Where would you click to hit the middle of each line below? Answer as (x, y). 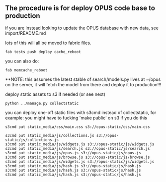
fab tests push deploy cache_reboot (43, 52)
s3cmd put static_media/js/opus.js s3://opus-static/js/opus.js (73, 153)
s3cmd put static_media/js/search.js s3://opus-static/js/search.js (78, 148)
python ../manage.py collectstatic (42, 103)
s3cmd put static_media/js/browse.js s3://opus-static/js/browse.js (78, 157)
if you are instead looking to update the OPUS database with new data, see (82, 28)
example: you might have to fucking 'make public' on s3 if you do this (76, 118)
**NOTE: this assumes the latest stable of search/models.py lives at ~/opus (83, 79)
